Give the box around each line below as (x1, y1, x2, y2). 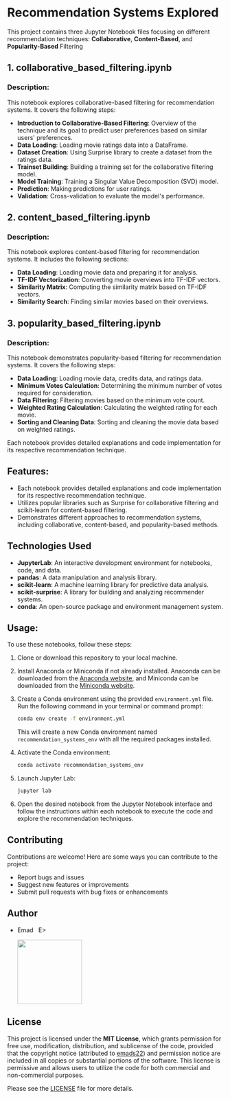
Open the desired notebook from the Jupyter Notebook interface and (16, 800, 213, 808)
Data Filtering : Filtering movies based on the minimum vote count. (16, 396, 205, 404)
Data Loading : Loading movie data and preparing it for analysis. (16, 268, 198, 277)
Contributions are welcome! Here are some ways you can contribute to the (7, 853, 218, 861)
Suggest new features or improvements (16, 880, 129, 888)
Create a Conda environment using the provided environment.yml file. (16, 695, 214, 703)
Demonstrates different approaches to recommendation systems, (16, 513, 203, 521)
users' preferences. (16, 133, 73, 141)
